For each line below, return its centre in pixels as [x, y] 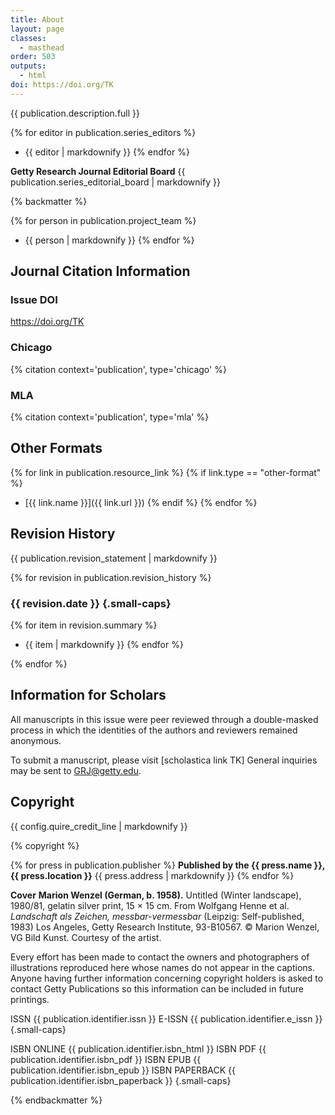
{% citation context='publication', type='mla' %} [110, 417]
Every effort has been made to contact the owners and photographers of [160, 957]
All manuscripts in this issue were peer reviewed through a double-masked [164, 719]
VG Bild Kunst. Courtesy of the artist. [86, 937]
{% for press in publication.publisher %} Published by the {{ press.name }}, [167, 865]
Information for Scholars [88, 695]
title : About [37, 19]
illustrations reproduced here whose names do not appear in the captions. [162, 967]
